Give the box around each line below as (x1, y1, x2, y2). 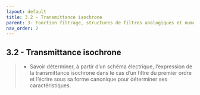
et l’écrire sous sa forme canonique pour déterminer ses (29, 75, 168, 83)
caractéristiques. (29, 82, 71, 89)
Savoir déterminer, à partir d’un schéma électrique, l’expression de (29, 63, 193, 70)
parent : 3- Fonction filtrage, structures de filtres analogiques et (6, 20, 183, 26)
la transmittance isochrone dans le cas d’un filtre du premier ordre (29, 69, 192, 77)
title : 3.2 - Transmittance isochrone (6, 14, 102, 20)
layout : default (6, 8, 46, 15)
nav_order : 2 (6, 25, 39, 31)
